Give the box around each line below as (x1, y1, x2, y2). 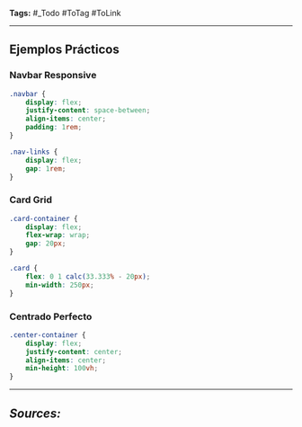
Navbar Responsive (9, 69, 97, 82)
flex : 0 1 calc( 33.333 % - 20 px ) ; (25, 271, 151, 281)
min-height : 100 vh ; (25, 364, 99, 373)
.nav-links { (9, 147, 58, 156)
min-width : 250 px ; (25, 280, 94, 289)
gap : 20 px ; (25, 239, 67, 248)
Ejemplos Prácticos (9, 42, 120, 58)
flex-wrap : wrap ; (25, 231, 91, 240)
